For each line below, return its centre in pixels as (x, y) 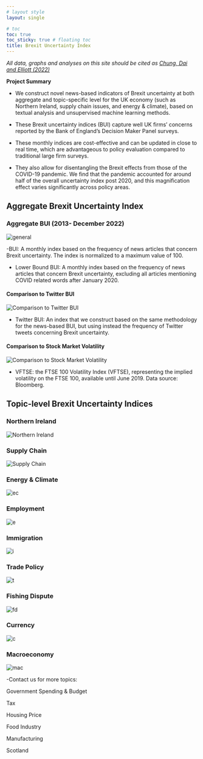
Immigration (25, 538)
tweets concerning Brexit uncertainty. (62, 332)
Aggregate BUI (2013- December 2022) (65, 223)
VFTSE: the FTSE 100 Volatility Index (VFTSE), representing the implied (104, 372)
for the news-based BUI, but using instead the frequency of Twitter (99, 326)
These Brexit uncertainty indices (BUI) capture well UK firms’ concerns (104, 125)
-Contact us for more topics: (42, 680)
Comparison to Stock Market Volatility (56, 346)
